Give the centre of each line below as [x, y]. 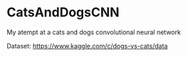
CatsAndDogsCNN [63, 12]
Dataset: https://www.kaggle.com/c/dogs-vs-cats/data [87, 46]
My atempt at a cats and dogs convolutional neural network [94, 32]
